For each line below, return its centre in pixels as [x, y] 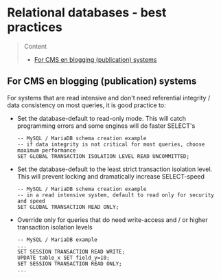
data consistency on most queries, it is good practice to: [86, 105]
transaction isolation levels [55, 227]
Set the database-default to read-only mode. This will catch [102, 118]
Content [35, 46]
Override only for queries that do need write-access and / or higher [112, 220]
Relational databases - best [87, 13]
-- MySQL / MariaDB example [57, 239]
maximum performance [46, 150]
